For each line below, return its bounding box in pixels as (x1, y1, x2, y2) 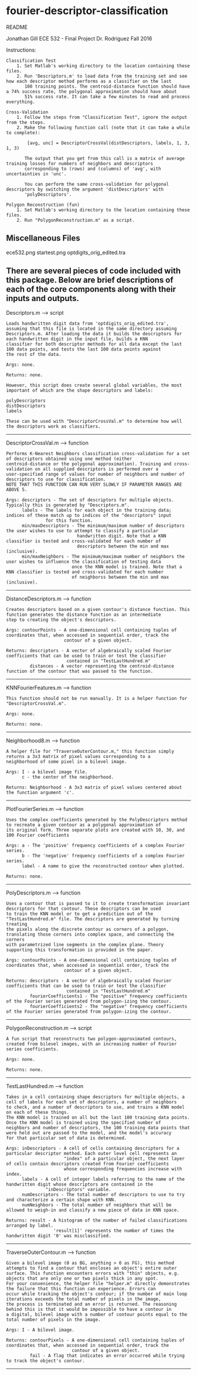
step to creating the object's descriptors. (6, 616, 117, 623)
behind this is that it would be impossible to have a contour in (6, 1306, 172, 1312)
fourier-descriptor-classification (6, 4, 168, 18)
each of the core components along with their (6, 284, 176, 295)
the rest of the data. (6, 351, 62, 357)
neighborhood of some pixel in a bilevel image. (6, 759, 127, 765)
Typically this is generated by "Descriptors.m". (6, 502, 130, 508)
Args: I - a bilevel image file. (6, 769, 88, 775)
